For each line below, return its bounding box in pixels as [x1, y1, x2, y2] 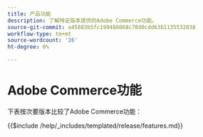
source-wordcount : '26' [7, 37, 78, 44]
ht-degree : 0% [7, 43, 50, 50]
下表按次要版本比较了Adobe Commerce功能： [7, 107, 142, 116]
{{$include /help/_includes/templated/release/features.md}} [7, 121, 184, 130]
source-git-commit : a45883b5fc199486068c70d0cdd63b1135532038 [7, 23, 196, 31]
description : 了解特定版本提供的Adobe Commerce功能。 [7, 17, 157, 24]
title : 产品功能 [7, 10, 51, 18]
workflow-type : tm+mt [7, 30, 72, 38]
